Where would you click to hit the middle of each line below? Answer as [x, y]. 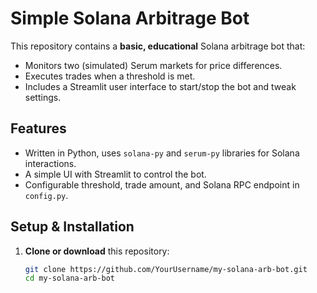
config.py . [46, 195]
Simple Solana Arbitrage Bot [130, 18]
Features [38, 128]
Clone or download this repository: [97, 251]
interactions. [50, 163]
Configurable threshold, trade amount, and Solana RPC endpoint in [162, 184]
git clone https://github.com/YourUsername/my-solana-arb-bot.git [166, 269]
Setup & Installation [72, 227]
